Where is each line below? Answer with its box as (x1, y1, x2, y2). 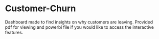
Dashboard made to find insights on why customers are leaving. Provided (5, 19, 153, 25)
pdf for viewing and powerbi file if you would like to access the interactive (5, 24, 154, 30)
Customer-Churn (5, 3, 76, 14)
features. (5, 29, 23, 35)
